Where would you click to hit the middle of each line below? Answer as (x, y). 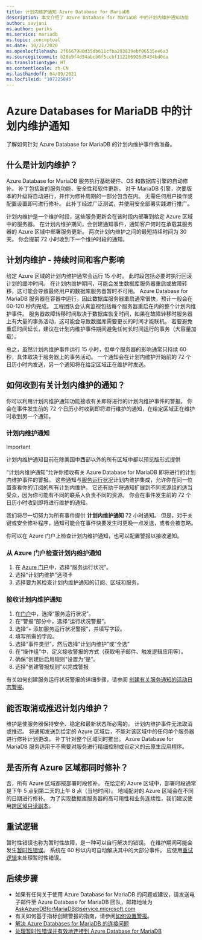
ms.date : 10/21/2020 (32, 46)
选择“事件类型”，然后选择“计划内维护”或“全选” (72, 644)
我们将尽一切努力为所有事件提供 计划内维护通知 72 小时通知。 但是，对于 (97, 515)
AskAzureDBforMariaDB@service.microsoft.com (75, 909)
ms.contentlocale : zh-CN (37, 68)
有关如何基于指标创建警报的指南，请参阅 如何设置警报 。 (84, 916)
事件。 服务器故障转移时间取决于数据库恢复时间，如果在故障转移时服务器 (102, 314)
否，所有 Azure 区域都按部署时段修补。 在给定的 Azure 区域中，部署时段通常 (101, 783)
